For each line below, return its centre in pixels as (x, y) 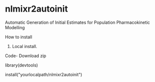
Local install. (24, 46)
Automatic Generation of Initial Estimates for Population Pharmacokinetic (77, 22)
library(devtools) (22, 65)
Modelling (15, 27)
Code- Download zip (26, 56)
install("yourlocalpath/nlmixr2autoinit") (44, 74)
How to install (19, 37)
